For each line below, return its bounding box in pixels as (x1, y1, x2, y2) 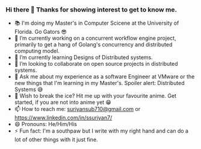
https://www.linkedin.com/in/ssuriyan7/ (14, 114, 113, 121)
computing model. (14, 48, 60, 55)
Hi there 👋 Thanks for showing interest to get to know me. (5, 5, 177, 14)
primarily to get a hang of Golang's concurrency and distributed (14, 41, 173, 48)
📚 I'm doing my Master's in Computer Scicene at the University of (14, 19, 179, 27)
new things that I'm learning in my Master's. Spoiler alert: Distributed (14, 80, 185, 87)
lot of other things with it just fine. (14, 136, 98, 144)
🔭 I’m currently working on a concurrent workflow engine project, (14, 34, 176, 42)
